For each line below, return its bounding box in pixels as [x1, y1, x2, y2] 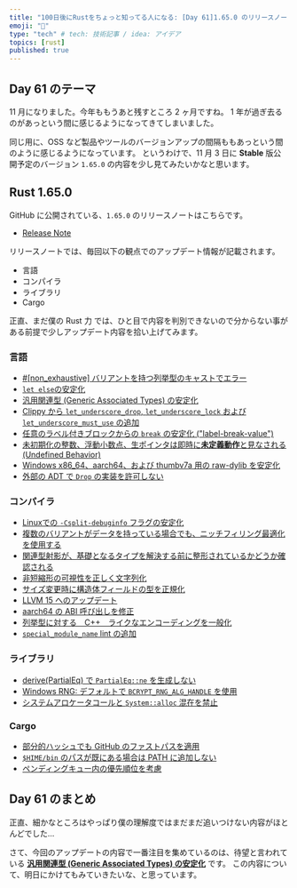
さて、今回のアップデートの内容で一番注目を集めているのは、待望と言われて [9, 846, 288, 858]
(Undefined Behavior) [21, 450, 102, 460]
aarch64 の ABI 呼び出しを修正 [21, 606, 135, 617]
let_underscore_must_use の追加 [21, 417, 140, 428]
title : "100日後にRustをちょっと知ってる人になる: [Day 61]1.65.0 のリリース [9, 12, 275, 22]
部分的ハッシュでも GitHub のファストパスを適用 [21, 740, 200, 751]
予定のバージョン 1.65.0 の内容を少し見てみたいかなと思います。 [16, 158, 254, 169]
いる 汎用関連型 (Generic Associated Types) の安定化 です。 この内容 [9, 858, 264, 868]
